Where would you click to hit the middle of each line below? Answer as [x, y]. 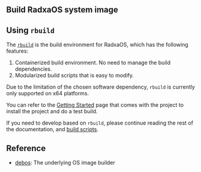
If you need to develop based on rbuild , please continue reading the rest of [100, 123]
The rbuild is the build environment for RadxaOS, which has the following [97, 45]
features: [17, 51]
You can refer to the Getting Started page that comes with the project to [95, 105]
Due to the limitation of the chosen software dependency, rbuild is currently [100, 87]
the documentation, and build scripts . [52, 129]
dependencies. [33, 69]
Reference [26, 148]
